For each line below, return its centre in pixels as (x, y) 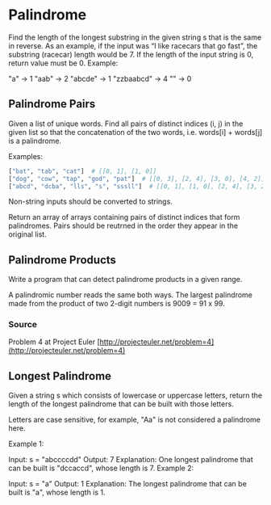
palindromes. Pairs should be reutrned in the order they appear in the (123, 226)
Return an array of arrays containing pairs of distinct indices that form (124, 217)
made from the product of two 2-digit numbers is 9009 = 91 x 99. (117, 304)
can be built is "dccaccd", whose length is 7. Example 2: (101, 468)
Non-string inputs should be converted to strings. (91, 202)
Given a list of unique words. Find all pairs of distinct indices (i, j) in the (126, 124)
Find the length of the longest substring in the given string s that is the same (135, 37)
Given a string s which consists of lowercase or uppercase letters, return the (135, 396)
